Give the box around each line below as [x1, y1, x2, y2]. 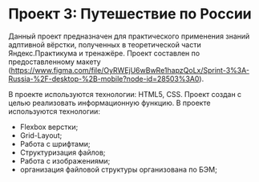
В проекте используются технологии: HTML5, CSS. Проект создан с [8, 89, 242, 99]
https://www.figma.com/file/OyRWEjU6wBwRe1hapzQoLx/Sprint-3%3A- [10, 65, 250, 75]
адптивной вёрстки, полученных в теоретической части [8, 39, 202, 49]
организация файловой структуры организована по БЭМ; [19, 164, 218, 174]
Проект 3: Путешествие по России [8, 5, 253, 23]
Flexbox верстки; [19, 122, 79, 131]
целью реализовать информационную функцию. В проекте [8, 98, 211, 107]
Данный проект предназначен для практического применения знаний [8, 31, 250, 41]
